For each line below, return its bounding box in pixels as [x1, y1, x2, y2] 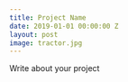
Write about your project [9, 63, 100, 74]
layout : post [9, 30, 59, 39]
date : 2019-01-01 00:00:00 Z [9, 22, 119, 31]
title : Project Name [9, 13, 87, 23]
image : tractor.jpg [9, 38, 83, 48]
